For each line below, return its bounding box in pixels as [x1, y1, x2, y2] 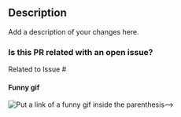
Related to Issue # [8, 64, 67, 74]
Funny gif [8, 82, 40, 92]
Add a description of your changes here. [8, 27, 139, 36]
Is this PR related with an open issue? [8, 46, 153, 57]
